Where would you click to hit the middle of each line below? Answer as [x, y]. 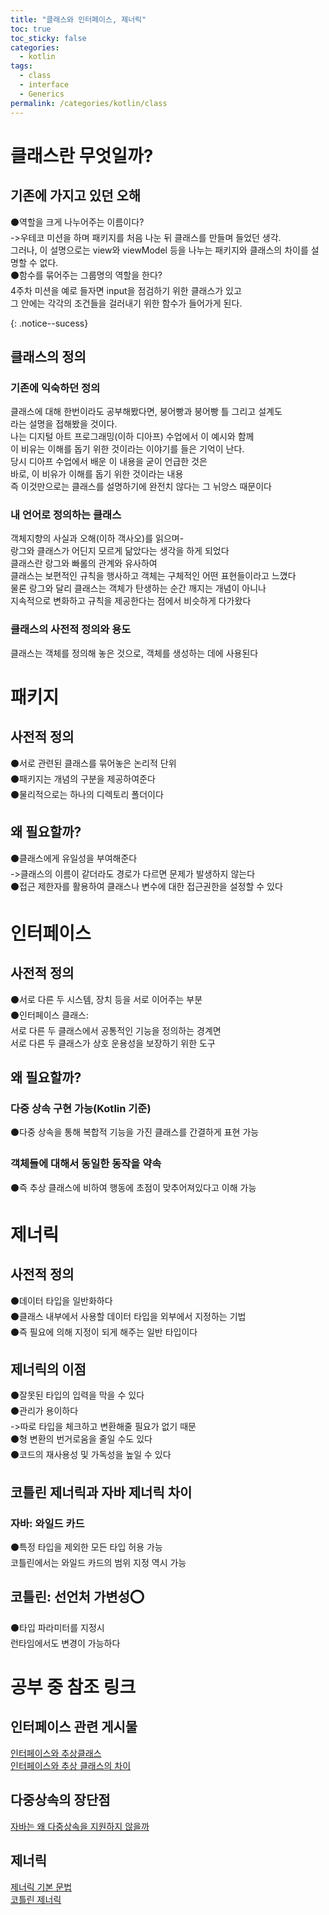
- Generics [42, 94]
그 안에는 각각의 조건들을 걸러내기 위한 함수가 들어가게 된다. [126, 303]
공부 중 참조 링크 [73, 1687]
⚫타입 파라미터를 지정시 [57, 1627]
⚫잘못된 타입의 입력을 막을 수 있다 [77, 1395]
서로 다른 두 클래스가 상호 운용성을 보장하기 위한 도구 [113, 1043]
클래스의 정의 [48, 356]
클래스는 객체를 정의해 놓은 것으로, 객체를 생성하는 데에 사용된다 [134, 653]
